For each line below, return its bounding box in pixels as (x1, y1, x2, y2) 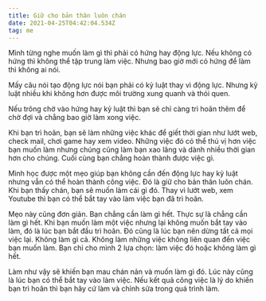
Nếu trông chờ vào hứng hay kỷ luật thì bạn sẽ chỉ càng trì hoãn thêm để (8, 104, 246, 114)
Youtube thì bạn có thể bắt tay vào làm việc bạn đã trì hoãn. (8, 194, 205, 203)
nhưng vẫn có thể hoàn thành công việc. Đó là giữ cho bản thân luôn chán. (8, 177, 253, 187)
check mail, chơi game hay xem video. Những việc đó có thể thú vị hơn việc (8, 137, 256, 146)
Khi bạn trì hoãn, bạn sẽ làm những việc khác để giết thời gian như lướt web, (8, 128, 258, 137)
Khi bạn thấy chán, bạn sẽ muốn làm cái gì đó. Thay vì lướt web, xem (8, 186, 233, 195)
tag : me (8, 26, 34, 34)
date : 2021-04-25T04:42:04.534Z (8, 19, 115, 27)
